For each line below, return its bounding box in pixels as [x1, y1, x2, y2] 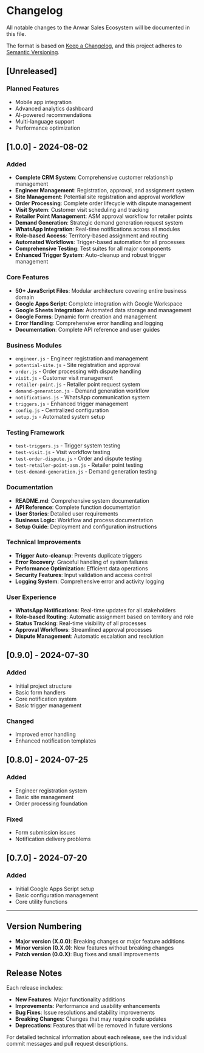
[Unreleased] [6, 66, 58, 77]
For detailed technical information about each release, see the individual [6, 1034, 187, 1041]
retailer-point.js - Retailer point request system [15, 380, 141, 388]
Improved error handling [15, 731, 76, 738]
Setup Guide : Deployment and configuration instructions [15, 523, 157, 530]
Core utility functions [15, 898, 68, 905]
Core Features [6, 273, 49, 282]
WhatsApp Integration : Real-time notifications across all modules [15, 226, 180, 233]
